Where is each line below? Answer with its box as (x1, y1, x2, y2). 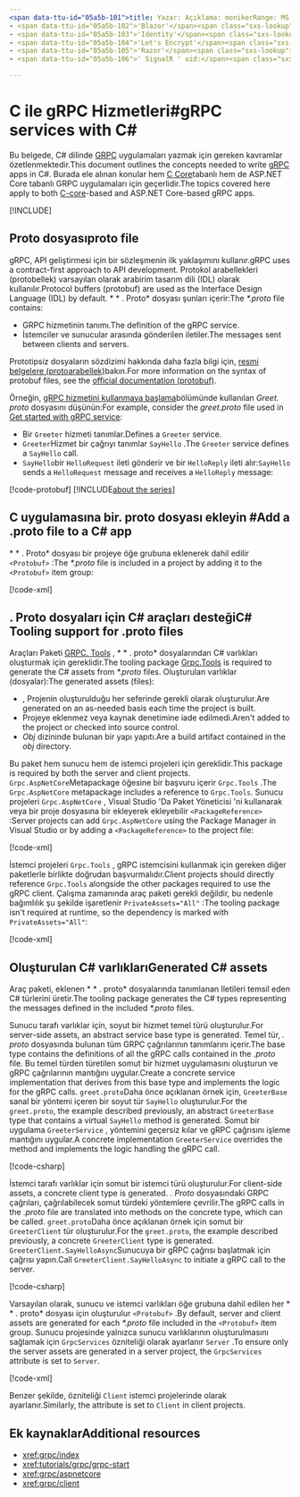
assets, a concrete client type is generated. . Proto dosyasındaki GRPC (9, 1187, 270, 1199)
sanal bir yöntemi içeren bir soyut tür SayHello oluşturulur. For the (9, 1096, 248, 1107)
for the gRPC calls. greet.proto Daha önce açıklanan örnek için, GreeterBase (9, 1086, 287, 1097)
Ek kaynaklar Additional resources (9, 1425, 201, 1441)
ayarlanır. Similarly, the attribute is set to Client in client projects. (9, 1399, 246, 1410)
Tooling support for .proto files (9, 624, 184, 639)
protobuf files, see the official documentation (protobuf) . (9, 375, 217, 386)
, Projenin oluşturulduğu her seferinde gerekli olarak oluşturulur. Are (21, 693, 270, 704)
